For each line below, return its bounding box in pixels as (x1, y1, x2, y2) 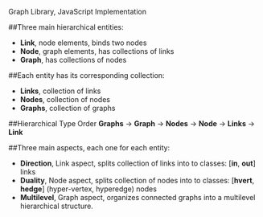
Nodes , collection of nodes (19, 95, 111, 104)
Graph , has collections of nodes (19, 55, 127, 64)
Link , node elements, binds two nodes (19, 38, 147, 47)
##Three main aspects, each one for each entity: (8, 143, 171, 152)
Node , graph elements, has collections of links (19, 47, 175, 55)
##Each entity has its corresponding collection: (8, 71, 165, 80)
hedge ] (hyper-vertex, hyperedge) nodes (19, 184, 157, 194)
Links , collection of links (19, 86, 101, 96)
